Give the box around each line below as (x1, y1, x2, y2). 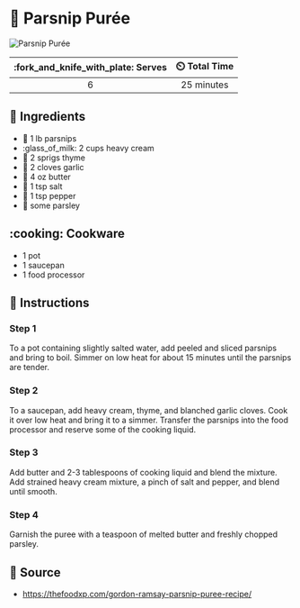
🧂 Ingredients (9, 109, 86, 124)
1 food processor (22, 269, 85, 280)
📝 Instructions (9, 295, 90, 310)
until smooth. (9, 485, 58, 496)
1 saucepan (22, 259, 65, 270)
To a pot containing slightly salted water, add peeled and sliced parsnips (9, 342, 277, 354)
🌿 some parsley (22, 200, 81, 211)
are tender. (9, 362, 50, 373)
